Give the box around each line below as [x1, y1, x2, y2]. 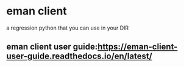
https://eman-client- [97, 42, 178, 52]
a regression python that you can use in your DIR [6, 24, 129, 31]
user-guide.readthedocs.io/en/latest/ [6, 51, 152, 62]
